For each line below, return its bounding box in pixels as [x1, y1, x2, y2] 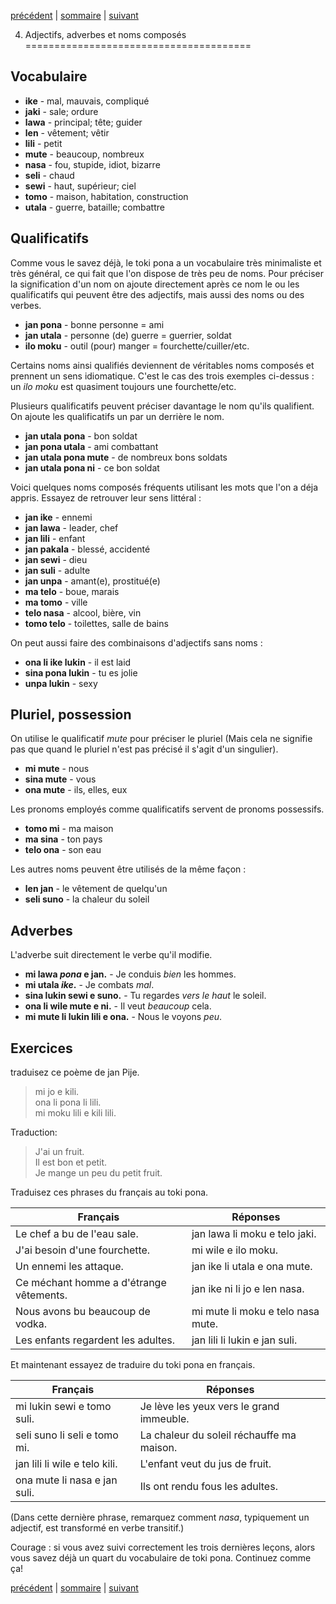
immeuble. [139, 1412, 190, 1426]
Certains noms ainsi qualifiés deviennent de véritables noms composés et [10, 359, 315, 371]
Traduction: [10, 1126, 58, 1139]
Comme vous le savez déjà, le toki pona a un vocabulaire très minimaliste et [10, 256, 322, 269]
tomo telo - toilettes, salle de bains [24, 617, 169, 629]
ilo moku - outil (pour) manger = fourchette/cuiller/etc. [24, 340, 250, 352]
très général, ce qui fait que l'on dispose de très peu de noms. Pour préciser [10, 267, 324, 279]
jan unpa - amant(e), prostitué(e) [24, 575, 161, 587]
